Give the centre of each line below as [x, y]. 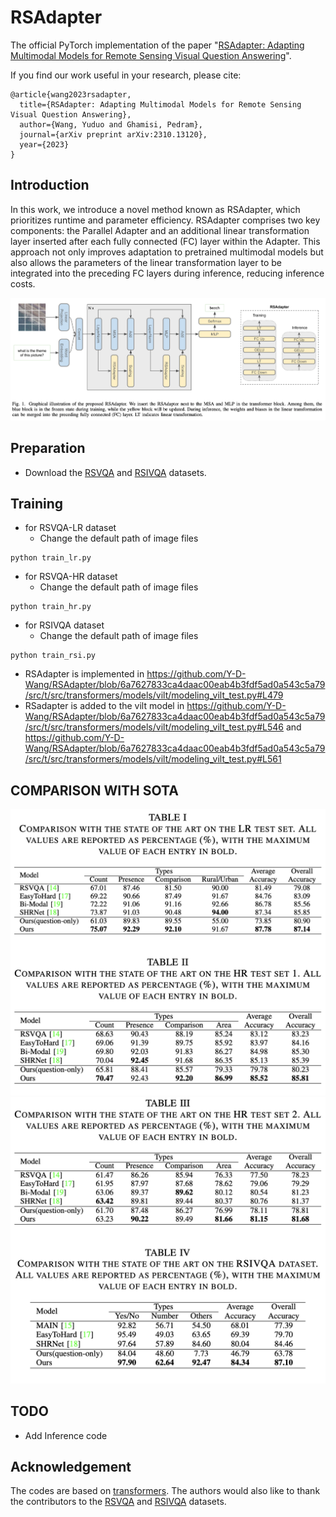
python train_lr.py [51, 558]
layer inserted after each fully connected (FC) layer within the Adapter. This [165, 241]
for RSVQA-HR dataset [71, 577]
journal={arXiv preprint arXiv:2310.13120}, [113, 134]
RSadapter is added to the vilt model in [104, 706]
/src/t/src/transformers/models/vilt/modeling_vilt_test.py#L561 [153, 759]
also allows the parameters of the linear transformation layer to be [146, 262]
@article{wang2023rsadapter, [71, 94]
